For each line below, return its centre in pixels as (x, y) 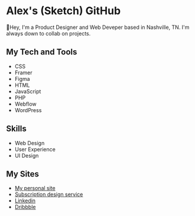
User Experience (35, 149)
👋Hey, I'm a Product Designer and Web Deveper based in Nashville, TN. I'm (98, 27)
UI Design (27, 155)
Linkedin (25, 201)
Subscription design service (49, 194)
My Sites (23, 174)
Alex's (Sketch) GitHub (64, 11)
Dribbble (25, 207)
